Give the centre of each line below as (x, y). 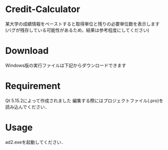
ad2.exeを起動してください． (36, 142)
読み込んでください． (27, 107)
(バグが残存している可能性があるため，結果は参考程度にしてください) (77, 30)
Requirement (33, 86)
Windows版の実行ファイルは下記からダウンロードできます (66, 65)
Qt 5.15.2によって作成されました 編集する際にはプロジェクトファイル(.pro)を (85, 100)
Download (27, 51)
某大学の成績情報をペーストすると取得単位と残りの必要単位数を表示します (82, 24)
